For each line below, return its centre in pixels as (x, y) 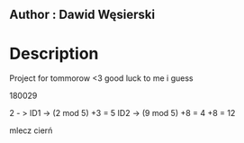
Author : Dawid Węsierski (82, 15)
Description (54, 54)
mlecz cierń (31, 130)
